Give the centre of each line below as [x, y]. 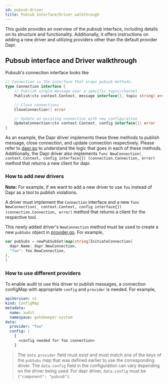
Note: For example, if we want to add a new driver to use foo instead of [79, 187]
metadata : [15, 308]
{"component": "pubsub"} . [44, 376]
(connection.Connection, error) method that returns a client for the [75, 212]
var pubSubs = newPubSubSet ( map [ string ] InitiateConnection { [69, 241]
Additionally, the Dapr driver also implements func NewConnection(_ [74, 154]
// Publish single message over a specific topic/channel [76, 91]
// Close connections [36, 105]
